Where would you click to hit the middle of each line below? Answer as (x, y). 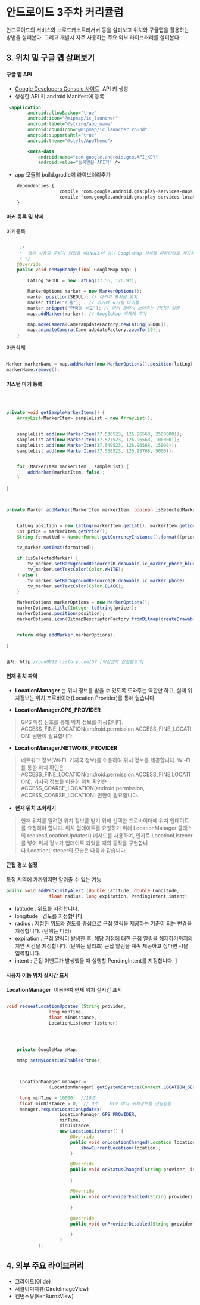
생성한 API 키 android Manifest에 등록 (60, 96)
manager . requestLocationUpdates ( (61, 1109)
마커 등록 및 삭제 (25, 217)
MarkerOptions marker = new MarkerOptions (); (85, 292)
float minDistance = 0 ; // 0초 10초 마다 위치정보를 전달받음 (95, 1103)
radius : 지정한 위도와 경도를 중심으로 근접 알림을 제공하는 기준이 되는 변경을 (103, 923)
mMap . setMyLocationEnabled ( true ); (60, 1060)
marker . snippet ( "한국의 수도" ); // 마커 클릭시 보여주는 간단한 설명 (104, 308)
